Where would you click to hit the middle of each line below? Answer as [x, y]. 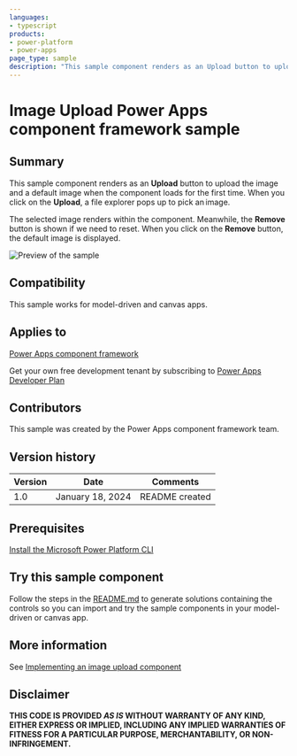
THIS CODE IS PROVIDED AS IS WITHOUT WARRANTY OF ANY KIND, [137, 716]
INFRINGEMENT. [40, 744]
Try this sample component [86, 578]
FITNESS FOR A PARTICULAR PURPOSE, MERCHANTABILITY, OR [130, 735]
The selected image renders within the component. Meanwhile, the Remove [147, 219]
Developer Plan [37, 380]
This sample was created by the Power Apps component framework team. [145, 429]
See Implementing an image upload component [95, 667]
